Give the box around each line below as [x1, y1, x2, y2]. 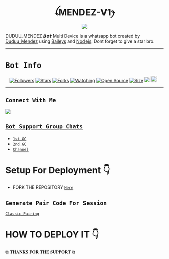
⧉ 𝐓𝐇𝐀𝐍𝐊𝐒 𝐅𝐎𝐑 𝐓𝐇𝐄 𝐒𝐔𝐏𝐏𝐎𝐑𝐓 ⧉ [5, 249, 75, 255]
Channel [12, 147, 29, 152]
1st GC [12, 136, 27, 141]
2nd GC [12, 142, 27, 147]
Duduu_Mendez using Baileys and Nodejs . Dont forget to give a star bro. [5, 38, 155, 44]
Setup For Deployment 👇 [5, 164, 110, 176]
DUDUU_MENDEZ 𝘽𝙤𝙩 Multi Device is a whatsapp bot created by [5, 33, 140, 39]
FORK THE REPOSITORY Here [12, 184, 74, 190]
